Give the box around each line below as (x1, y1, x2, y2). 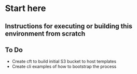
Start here (5, 3, 46, 14)
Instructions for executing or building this (5, 22, 133, 30)
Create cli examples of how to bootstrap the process (12, 63, 117, 70)
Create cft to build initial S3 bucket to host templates (12, 59, 117, 64)
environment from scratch (5, 29, 85, 37)
